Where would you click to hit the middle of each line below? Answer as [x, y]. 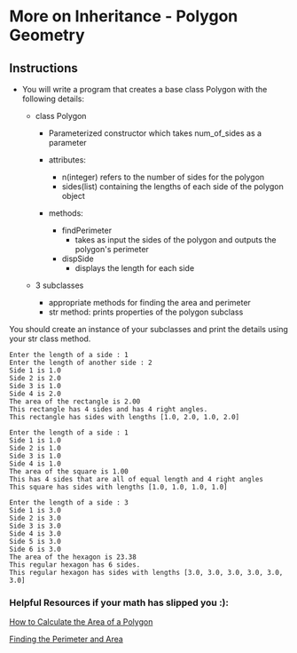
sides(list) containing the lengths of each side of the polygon [172, 187]
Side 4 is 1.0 [35, 464]
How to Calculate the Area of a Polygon [81, 622]
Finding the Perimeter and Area [66, 639]
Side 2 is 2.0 [35, 378]
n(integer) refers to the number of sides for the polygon [163, 177]
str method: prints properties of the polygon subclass [146, 312]
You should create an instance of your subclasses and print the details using [148, 329]
